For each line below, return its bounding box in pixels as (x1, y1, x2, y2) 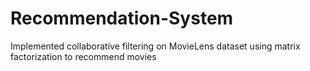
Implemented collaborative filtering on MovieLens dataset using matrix (10, 40, 301, 52)
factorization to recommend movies (10, 50, 157, 62)
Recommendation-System (10, 7, 234, 30)
